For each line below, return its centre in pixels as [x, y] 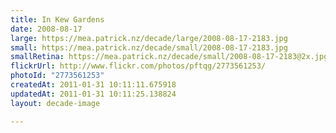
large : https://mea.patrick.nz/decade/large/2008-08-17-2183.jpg [149, 38]
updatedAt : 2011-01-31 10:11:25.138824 [93, 94]
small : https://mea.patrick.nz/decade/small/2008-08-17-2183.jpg [149, 47]
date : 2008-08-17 [46, 29]
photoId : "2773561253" [57, 76]
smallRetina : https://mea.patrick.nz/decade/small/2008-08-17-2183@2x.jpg [169, 57]
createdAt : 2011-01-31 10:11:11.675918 [93, 85]
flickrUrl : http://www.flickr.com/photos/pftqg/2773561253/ [138, 66]
